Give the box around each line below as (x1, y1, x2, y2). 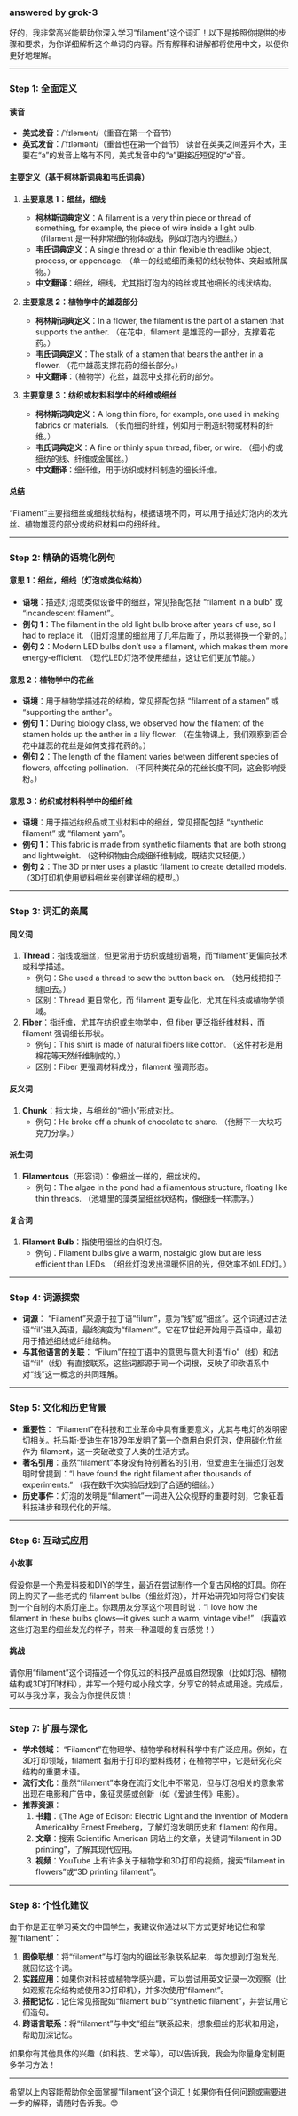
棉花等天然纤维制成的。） (35, 1050, 126, 1061)
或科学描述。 (21, 961, 69, 972)
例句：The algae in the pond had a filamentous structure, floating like (35, 1181, 288, 1193)
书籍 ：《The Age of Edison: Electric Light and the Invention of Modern (35, 1811, 289, 1822)
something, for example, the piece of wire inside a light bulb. (35, 222, 257, 233)
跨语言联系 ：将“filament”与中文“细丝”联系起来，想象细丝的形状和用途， (21, 2017, 284, 2029)
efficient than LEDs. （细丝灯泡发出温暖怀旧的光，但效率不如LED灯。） (35, 1259, 291, 1269)
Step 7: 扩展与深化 (9, 1722, 88, 1734)
